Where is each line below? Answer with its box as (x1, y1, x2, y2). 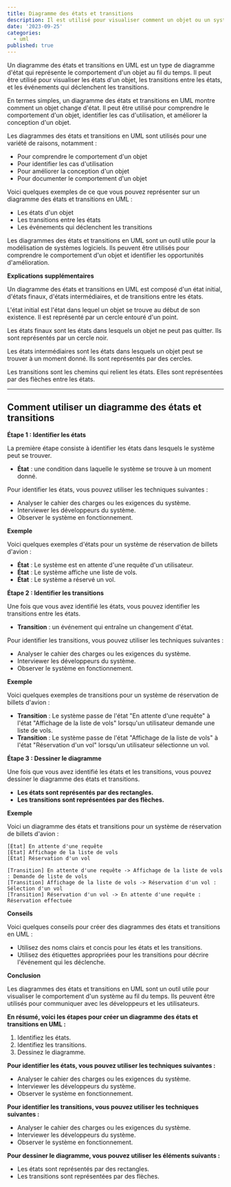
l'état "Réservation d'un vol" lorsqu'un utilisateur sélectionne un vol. (16, 740, 210, 749)
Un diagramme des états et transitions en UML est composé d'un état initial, (7, 285, 222, 293)
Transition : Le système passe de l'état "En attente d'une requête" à (16, 711, 211, 720)
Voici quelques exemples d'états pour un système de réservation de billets (7, 540, 218, 548)
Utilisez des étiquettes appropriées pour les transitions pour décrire (16, 951, 209, 959)
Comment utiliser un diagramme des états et (7, 401, 201, 414)
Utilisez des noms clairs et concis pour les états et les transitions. (16, 943, 203, 951)
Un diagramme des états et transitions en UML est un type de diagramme (7, 61, 215, 69)
